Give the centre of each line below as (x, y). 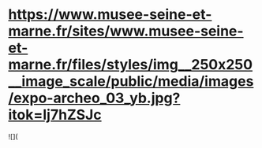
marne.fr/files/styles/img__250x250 (131, 65)
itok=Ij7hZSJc (55, 115)
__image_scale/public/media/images (131, 81)
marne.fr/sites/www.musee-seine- (126, 31)
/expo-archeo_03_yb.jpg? (94, 98)
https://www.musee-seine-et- (110, 15)
